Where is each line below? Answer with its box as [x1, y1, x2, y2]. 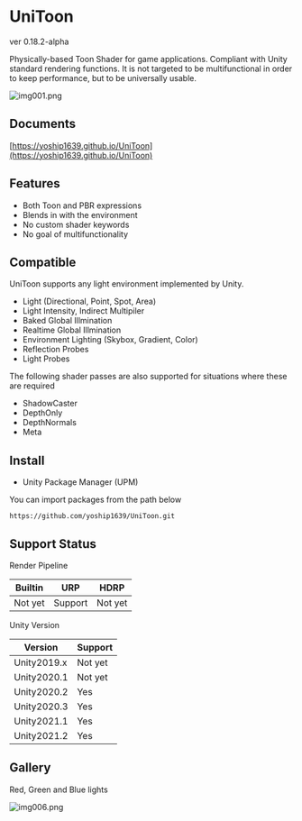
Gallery [9, 760, 51, 776]
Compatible [9, 254, 77, 269]
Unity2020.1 [14, 671, 69, 683]
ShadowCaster [22, 398, 78, 409]
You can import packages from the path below [9, 494, 182, 506]
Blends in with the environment [22, 209, 138, 220]
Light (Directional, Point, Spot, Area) [22, 296, 157, 307]
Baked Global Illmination [22, 315, 113, 326]
